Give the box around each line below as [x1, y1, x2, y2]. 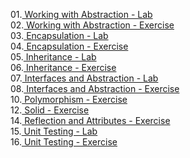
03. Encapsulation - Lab [10, 30, 109, 41]
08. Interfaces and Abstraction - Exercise [10, 83, 180, 94]
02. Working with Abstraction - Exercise [10, 19, 175, 31]
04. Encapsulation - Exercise [10, 40, 129, 52]
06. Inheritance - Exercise [10, 62, 117, 73]
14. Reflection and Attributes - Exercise [10, 115, 171, 126]
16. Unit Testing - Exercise [10, 136, 118, 148]
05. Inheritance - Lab [10, 51, 97, 63]
